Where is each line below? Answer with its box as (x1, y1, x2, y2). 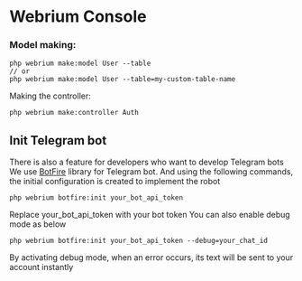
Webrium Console (9, 6, 147, 27)
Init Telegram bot (9, 133, 107, 148)
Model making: (9, 39, 77, 52)
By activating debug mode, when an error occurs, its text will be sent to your (9, 252, 294, 263)
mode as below (9, 219, 67, 229)
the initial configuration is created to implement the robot (9, 176, 221, 187)
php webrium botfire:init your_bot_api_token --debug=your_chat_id (9, 237, 269, 246)
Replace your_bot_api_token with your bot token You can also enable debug (9, 210, 290, 220)
